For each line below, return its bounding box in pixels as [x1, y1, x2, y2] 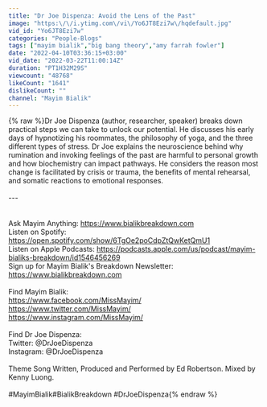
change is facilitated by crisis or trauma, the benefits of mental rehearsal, [8, 167, 251, 177]
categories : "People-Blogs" [8, 34, 103, 43]
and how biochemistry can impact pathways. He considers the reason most [8, 158, 259, 169]
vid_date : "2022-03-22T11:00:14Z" [8, 57, 125, 65]
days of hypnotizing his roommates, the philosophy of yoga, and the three [8, 134, 253, 143]
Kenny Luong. [8, 372, 55, 382]
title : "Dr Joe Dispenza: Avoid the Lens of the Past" [8, 11, 196, 20]
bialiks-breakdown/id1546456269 [8, 253, 121, 262]
